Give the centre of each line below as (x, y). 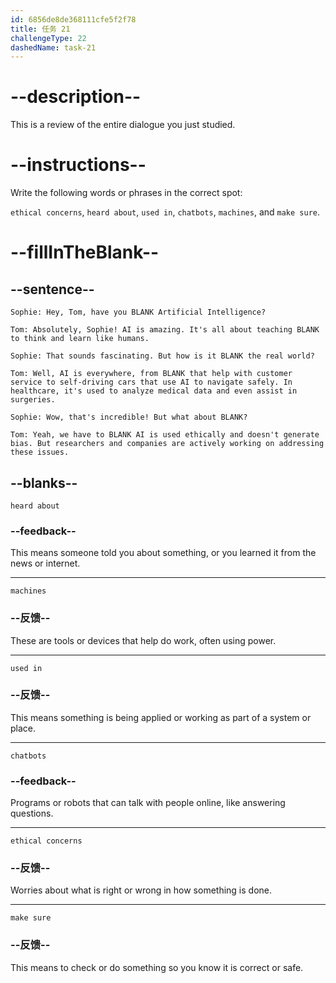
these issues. (40, 452)
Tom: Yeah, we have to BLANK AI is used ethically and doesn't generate (165, 435)
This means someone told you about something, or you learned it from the (163, 553)
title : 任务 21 (40, 29)
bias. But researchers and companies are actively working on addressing (167, 444)
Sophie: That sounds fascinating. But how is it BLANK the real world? (162, 356)
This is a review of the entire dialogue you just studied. (123, 125)
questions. (32, 813)
